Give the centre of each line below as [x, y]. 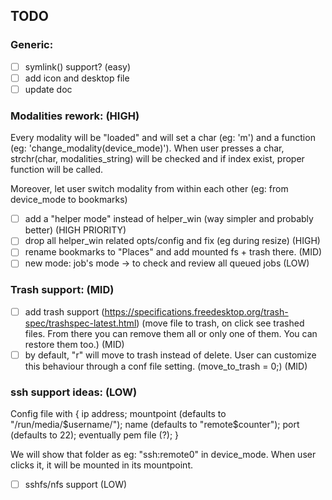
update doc [48, 89]
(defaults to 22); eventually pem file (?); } [95, 435]
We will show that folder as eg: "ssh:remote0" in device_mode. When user [163, 455]
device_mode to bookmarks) [69, 200]
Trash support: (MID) [62, 290]
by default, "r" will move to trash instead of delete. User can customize [170, 355]
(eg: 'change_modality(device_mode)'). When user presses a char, [147, 148]
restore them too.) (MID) [74, 344]
